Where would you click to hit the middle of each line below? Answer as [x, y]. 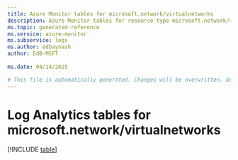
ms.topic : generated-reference [53, 27]
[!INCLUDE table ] [33, 149]
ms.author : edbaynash [39, 47]
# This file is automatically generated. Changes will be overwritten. [115, 80]
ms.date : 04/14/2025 [38, 67]
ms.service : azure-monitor [47, 34]
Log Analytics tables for [79, 115]
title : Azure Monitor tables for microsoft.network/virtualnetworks [110, 14]
